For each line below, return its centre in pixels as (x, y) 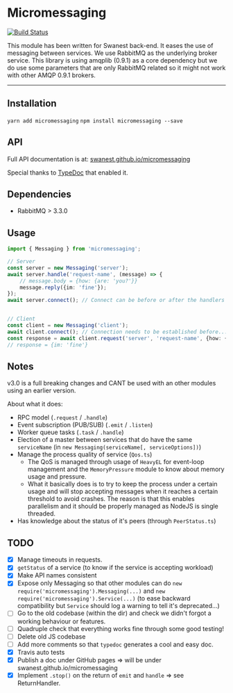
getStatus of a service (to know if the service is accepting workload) (115, 568)
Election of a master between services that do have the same (105, 440)
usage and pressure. (57, 477)
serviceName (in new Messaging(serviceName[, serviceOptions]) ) (109, 447)
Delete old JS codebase (51, 636)
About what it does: (35, 404)
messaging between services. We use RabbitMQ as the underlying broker (112, 53)
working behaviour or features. (61, 621)
